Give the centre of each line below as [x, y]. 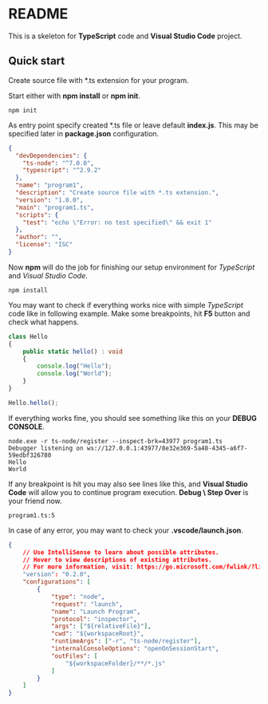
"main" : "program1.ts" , [55, 207]
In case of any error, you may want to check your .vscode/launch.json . [126, 530]
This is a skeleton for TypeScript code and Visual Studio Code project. [125, 36]
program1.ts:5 [32, 515]
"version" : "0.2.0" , [57, 575]
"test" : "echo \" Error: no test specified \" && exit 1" [118, 222]
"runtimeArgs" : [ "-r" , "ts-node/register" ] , [126, 641]
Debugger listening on [46, 448]
